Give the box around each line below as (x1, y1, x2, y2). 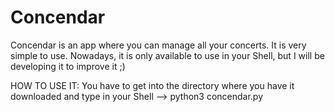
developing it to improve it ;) (10, 60, 126, 72)
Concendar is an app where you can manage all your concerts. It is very (10, 39, 307, 51)
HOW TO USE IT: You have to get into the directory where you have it (10, 79, 295, 91)
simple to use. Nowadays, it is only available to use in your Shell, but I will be (10, 49, 325, 61)
